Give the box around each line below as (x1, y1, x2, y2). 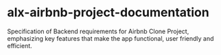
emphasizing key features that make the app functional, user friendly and (7, 34, 214, 42)
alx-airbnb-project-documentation (7, 5, 209, 20)
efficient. (7, 41, 32, 50)
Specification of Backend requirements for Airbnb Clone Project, (7, 27, 189, 35)
